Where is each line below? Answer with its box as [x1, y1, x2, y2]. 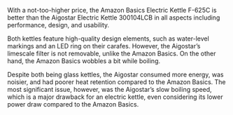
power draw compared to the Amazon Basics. [7, 100, 139, 108]
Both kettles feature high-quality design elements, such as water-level [7, 34, 210, 43]
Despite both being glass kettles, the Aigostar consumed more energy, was [7, 70, 224, 79]
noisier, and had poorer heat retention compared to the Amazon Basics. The [7, 78, 226, 86]
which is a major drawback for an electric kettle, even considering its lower [7, 93, 223, 101]
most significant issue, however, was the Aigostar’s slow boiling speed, [7, 86, 212, 93]
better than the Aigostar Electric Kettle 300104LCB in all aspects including [7, 13, 220, 22]
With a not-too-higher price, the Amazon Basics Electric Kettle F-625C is [7, 6, 217, 14]
